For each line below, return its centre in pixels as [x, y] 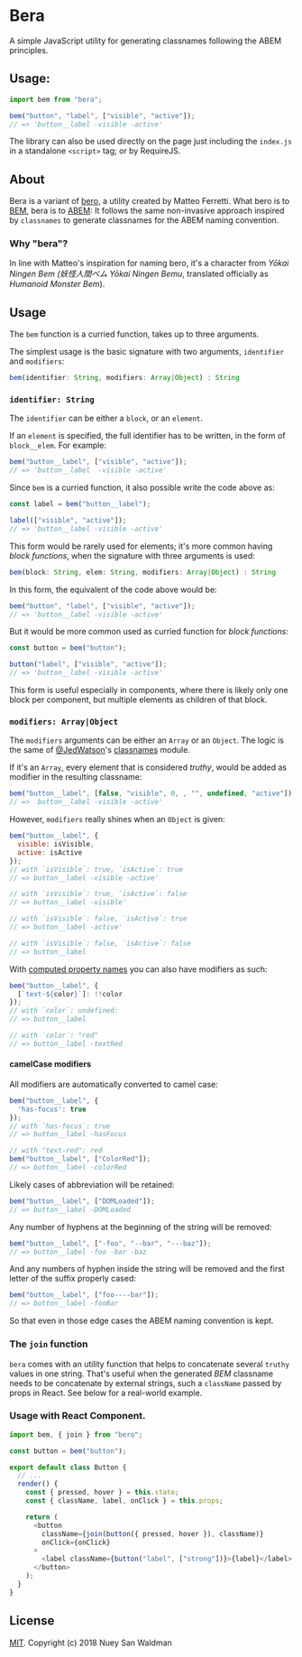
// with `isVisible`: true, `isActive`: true [96, 869]
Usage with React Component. [78, 1416]
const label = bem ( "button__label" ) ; [80, 505]
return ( [42, 1517]
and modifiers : [37, 361]
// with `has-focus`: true [60, 1126]
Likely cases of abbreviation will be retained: [92, 1184]
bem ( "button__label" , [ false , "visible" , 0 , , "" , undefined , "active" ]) [151, 794]
